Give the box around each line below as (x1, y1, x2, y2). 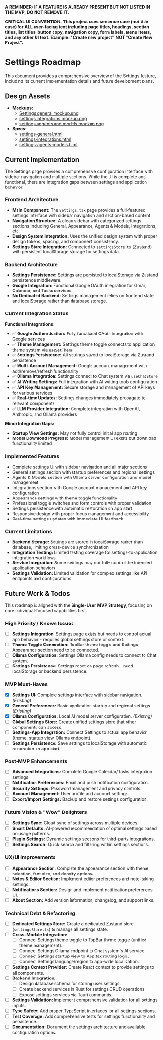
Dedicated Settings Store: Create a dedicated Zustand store (12, 921, 134, 927)
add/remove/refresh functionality (12, 368, 79, 374)
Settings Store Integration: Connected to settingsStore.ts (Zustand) (12, 244, 152, 250)
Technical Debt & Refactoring (5, 910, 76, 916)
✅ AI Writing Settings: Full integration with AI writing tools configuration (12, 379, 157, 385)
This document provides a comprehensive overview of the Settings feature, (5, 73, 157, 79)
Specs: (12, 125, 27, 131)
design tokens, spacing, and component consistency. (12, 238, 119, 244)
